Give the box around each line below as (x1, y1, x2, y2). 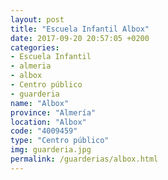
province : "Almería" (10, 107, 97, 118)
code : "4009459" (10, 126, 78, 136)
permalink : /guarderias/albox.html (10, 154, 159, 164)
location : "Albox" (10, 117, 87, 127)
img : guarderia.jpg (10, 145, 92, 155)
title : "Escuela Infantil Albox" (10, 24, 150, 34)
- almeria (10, 61, 52, 71)
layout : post (10, 14, 65, 25)
